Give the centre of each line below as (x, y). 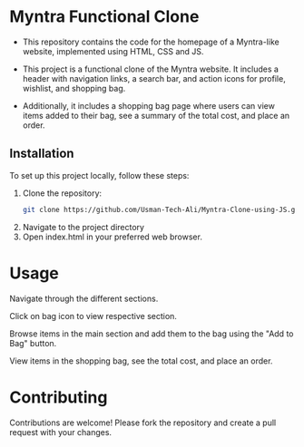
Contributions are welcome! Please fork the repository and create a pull (143, 423)
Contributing (59, 397)
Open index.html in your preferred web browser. (112, 237)
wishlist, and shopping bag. (74, 88)
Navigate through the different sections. (84, 298)
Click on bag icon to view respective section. (93, 316)
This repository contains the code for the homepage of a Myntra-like (151, 42)
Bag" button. (33, 343)
